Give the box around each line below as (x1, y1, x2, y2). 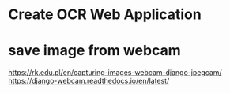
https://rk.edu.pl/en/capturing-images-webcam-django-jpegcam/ (8, 68, 223, 77)
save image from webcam (8, 42, 181, 60)
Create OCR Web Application (8, 6, 202, 24)
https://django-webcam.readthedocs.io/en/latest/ (8, 76, 170, 86)
